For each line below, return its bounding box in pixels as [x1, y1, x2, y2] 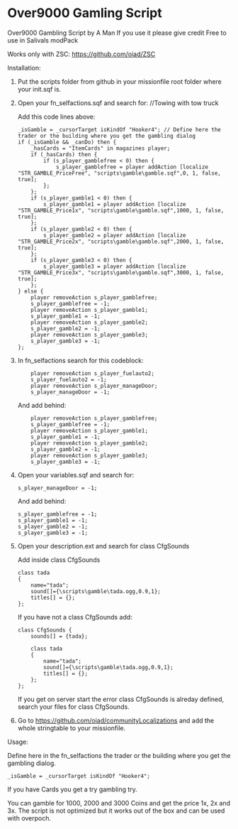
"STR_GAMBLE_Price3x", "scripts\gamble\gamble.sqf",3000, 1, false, [17, 269, 225, 276]
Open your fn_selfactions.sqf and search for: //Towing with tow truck [17, 98, 219, 107]
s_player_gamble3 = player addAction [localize [43, 263, 186, 270]
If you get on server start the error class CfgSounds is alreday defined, [17, 695, 225, 703]
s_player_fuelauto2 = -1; [30, 376, 108, 383]
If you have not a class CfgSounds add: [17, 612, 132, 621]
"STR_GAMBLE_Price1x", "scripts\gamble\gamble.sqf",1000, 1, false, [17, 207, 225, 214]
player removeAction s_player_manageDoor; [30, 382, 158, 389]
